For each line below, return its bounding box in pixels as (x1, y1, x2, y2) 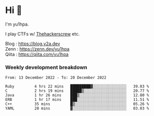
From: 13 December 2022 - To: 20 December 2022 (5, 75, 107, 80)
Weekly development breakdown (5, 64, 88, 71)
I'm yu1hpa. (5, 21, 29, 27)
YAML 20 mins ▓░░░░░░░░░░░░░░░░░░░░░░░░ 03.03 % (5, 106, 149, 111)
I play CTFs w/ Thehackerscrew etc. (5, 31, 80, 37)
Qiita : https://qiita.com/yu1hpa (5, 51, 69, 57)
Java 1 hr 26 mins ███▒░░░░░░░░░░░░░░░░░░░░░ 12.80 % (5, 93, 149, 98)
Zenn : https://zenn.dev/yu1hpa (5, 46, 70, 52)
